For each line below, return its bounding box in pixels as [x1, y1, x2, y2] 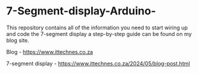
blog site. [6, 36, 30, 44]
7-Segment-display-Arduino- [6, 4, 156, 18]
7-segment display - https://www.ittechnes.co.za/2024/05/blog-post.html [6, 60, 190, 67]
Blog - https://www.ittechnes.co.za [6, 48, 94, 55]
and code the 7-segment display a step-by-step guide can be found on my [6, 30, 192, 37]
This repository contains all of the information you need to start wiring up [6, 24, 188, 31]
